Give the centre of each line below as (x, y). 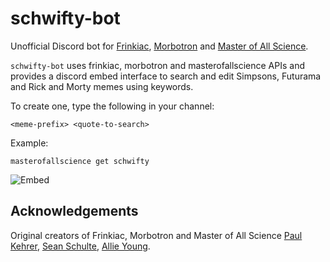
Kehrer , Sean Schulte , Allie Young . (80, 246)
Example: (29, 143)
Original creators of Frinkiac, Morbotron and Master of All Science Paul (156, 235)
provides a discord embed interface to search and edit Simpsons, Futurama (166, 76)
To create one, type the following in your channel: (112, 106)
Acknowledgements (74, 211)
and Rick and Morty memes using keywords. (102, 86)
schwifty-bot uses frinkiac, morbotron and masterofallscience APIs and (157, 65)
